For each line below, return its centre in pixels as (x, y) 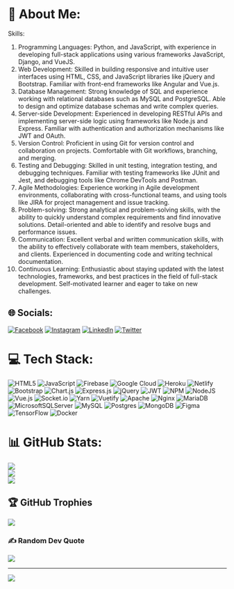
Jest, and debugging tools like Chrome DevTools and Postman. (108, 180)
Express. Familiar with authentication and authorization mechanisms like (121, 128)
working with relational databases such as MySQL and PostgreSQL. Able (122, 99)
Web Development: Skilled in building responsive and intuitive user (113, 69)
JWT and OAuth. (42, 136)
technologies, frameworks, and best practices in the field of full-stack (118, 276)
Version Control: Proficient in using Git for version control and (106, 143)
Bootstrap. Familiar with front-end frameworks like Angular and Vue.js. (119, 84)
